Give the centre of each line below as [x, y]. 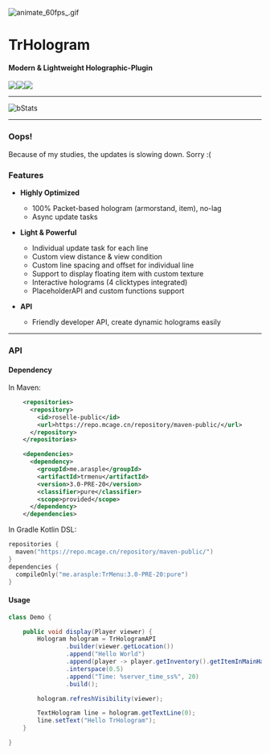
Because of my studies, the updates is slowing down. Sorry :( [110, 154]
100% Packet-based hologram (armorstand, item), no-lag [127, 208]
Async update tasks [65, 217]
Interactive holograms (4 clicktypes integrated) [110, 282]
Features [26, 175]
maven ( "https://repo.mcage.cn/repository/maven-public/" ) [115, 552]
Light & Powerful [48, 232]
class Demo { [30, 617]
